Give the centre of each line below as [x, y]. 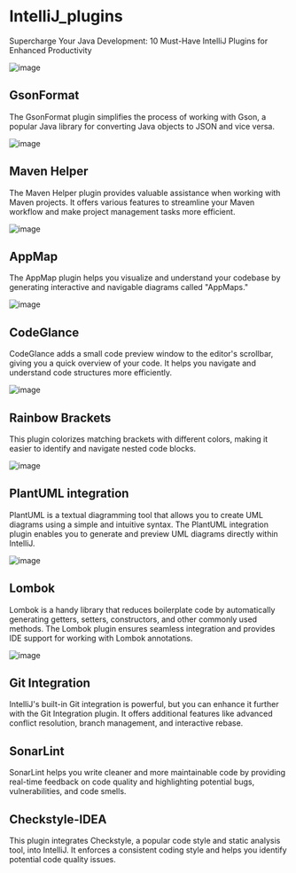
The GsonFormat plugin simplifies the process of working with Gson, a [138, 116]
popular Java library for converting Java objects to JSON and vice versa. [142, 126]
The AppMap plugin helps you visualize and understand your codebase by [145, 278]
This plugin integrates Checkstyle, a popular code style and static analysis [145, 841]
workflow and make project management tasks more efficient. [122, 211]
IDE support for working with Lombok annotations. [101, 638]
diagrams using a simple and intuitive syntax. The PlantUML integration [139, 524]
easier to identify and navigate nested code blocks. [103, 448]
